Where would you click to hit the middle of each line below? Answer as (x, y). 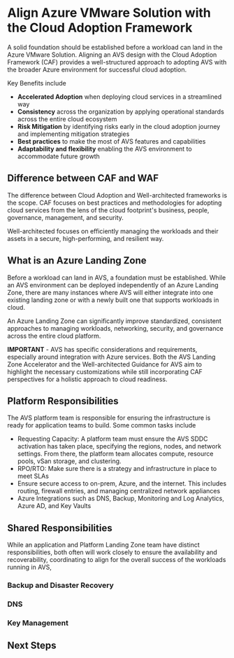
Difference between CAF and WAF (83, 178)
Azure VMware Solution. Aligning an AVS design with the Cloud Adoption (112, 55)
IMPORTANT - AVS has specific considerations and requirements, (102, 349)
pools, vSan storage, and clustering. (69, 461)
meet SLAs (33, 476)
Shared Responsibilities (60, 528)
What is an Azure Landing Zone (77, 261)
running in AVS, (30, 567)
